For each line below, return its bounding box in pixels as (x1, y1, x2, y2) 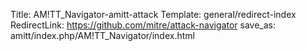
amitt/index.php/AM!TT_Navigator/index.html (10, 30, 195, 41)
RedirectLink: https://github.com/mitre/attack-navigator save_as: (10, 19, 276, 31)
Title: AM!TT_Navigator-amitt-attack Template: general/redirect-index (10, 9, 297, 20)
